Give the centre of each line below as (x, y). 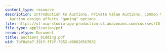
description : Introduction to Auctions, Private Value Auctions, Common (82, 14)
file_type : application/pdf (34, 28)
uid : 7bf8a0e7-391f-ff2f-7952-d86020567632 (51, 42)
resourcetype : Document (30, 33)
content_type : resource (30, 10)
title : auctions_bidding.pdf (35, 38)
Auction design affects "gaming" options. (54, 19)
